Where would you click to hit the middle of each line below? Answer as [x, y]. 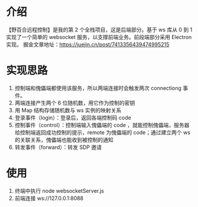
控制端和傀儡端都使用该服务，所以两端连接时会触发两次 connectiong [98, 88]
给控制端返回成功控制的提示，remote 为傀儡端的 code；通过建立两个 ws [103, 132]
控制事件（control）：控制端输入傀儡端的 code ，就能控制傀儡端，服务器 [102, 125]
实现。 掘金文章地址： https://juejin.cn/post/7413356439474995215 [88, 44]
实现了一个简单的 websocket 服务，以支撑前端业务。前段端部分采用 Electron [99, 37]
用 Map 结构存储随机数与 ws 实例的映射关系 [68, 110]
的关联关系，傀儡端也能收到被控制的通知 [64, 140]
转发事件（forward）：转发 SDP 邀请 [58, 147]
